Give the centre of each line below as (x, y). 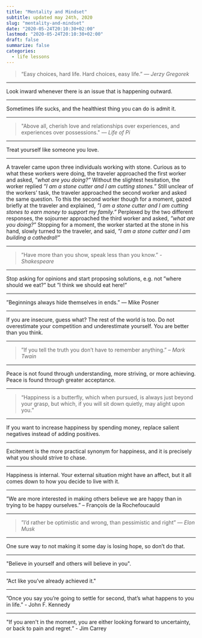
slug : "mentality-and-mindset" (45, 23)
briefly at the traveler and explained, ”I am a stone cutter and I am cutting (97, 205)
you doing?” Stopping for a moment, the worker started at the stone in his (97, 224)
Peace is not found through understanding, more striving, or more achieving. (101, 373)
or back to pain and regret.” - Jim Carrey (57, 628)
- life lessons (31, 57)
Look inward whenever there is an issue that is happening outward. (89, 91)
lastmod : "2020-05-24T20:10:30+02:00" (55, 34)
